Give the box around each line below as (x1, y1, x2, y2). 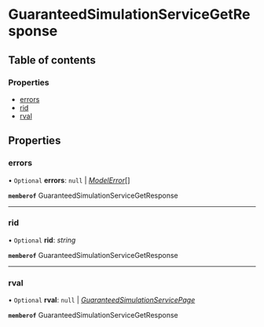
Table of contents (8, 53, 96, 67)
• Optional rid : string (8, 235, 76, 245)
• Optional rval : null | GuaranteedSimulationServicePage (8, 296, 196, 305)
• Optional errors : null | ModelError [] (8, 175, 130, 185)
